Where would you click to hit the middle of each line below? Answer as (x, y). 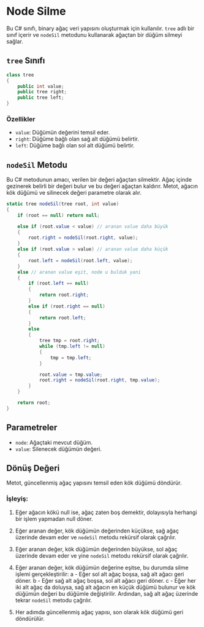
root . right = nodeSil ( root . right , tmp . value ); (100, 380)
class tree (20, 75)
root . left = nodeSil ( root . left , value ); (81, 260)
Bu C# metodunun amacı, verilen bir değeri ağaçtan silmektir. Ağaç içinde (99, 180)
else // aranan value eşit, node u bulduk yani (79, 272)
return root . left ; (62, 317)
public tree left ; (41, 98)
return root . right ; (64, 295)
